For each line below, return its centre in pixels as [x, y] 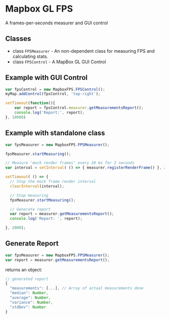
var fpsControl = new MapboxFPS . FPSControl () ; [55, 89]
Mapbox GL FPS [39, 9]
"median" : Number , [29, 293]
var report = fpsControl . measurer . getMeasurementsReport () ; [79, 108]
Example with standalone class [55, 133]
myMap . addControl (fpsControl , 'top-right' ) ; [53, 94]
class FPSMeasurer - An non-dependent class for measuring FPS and [84, 51]
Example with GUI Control [46, 78]
